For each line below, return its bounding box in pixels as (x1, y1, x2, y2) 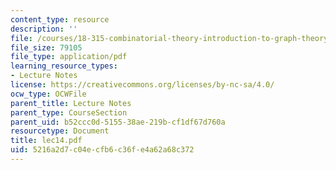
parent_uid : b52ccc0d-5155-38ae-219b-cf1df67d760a (10, 117, 226, 127)
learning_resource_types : (10, 61, 118, 71)
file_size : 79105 (10, 42, 83, 53)
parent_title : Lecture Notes (10, 98, 132, 108)
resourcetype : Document (10, 126, 110, 136)
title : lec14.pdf (10, 136, 83, 146)
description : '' (10, 24, 78, 34)
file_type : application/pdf (10, 52, 128, 62)
